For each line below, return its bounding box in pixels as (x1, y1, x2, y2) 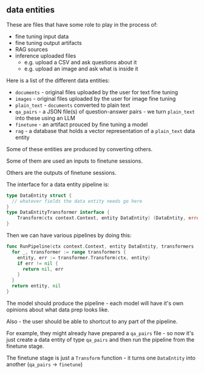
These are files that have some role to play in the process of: (6, 21, 158, 28)
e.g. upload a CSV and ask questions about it (24, 58, 137, 66)
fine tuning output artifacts (15, 39, 82, 46)
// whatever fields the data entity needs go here (12, 198, 143, 204)
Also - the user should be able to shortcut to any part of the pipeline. (6, 318, 178, 325)
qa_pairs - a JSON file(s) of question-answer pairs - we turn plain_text (15, 107, 195, 115)
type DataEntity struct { (6, 192, 72, 199)
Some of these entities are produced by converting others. (6, 145, 153, 152)
